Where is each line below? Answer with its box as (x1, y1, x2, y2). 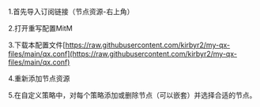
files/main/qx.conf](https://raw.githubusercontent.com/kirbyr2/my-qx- (8, 50, 237, 58)
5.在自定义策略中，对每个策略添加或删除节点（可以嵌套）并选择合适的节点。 (8, 90, 257, 100)
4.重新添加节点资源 (8, 74, 70, 83)
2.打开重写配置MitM (8, 24, 73, 33)
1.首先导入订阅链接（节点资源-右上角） (8, 7, 134, 16)
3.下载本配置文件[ (8, 40, 66, 50)
